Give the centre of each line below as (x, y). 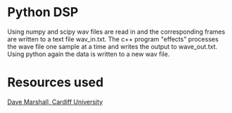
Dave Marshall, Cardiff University (55, 102)
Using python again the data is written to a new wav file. (89, 54)
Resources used (56, 82)
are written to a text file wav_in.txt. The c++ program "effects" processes (113, 39)
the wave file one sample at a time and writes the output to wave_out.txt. (112, 46)
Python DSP (43, 12)
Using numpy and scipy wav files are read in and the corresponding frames (116, 32)
